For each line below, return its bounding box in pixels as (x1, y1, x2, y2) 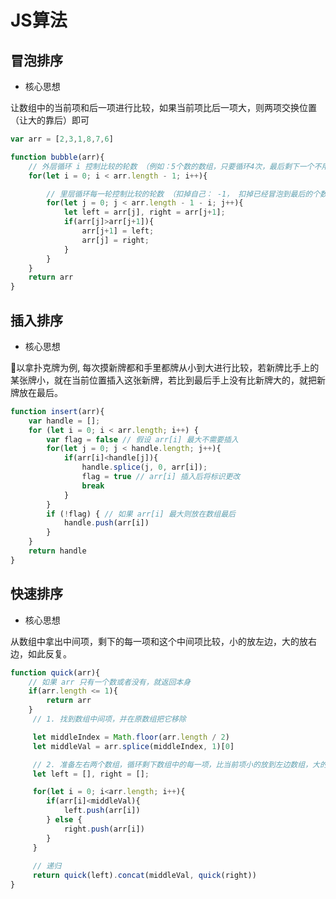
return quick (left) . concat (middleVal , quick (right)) (32, 871, 257, 881)
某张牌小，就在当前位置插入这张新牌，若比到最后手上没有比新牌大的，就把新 (10, 374, 326, 386)
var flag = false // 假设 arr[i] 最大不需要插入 (46, 434, 239, 445)
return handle (28, 546, 87, 556)
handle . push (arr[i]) (63, 518, 150, 528)
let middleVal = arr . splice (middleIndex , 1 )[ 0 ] (32, 741, 235, 751)
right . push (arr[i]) (63, 824, 145, 834)
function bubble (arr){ (10, 152, 105, 162)
